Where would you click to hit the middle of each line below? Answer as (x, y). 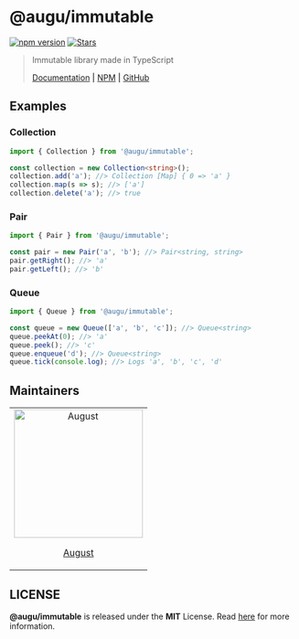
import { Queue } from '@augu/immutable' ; (91, 312)
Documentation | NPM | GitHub (91, 77)
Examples (38, 106)
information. (32, 626)
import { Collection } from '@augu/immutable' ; (102, 151)
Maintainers (45, 390)
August (78, 553)
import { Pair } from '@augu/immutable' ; (90, 236)
